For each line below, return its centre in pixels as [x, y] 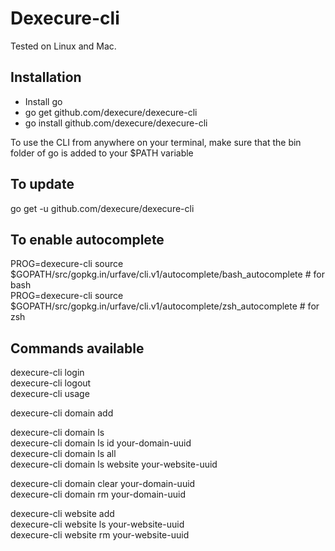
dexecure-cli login [47, 373]
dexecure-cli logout [51, 383]
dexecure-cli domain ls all [63, 454]
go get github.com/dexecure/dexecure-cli [111, 112]
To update [42, 184]
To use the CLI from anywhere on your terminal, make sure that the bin [156, 142]
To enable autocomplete [87, 239]
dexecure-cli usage [50, 394]
